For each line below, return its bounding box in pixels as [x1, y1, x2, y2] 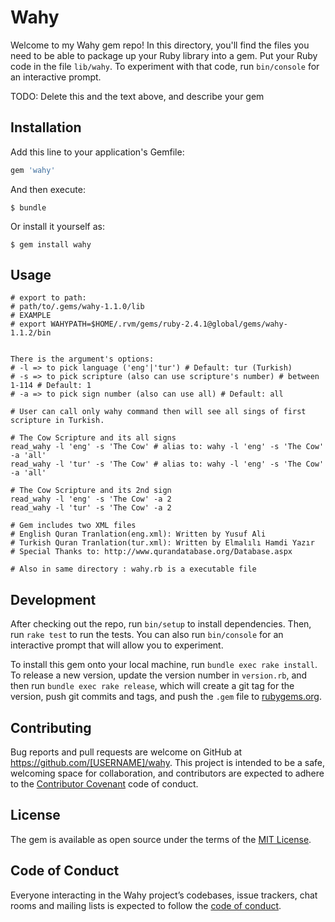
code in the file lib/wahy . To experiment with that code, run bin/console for [10, 60, 320, 72]
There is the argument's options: [10, 354, 155, 365]
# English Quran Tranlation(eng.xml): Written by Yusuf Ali [10, 529, 267, 540]
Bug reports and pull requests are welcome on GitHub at [10, 746, 243, 758]
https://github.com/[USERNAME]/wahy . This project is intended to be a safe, [10, 757, 325, 769]
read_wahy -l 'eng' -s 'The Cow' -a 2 [10, 494, 172, 505]
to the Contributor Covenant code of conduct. [10, 778, 199, 790]
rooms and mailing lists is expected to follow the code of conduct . [10, 899, 282, 911]
